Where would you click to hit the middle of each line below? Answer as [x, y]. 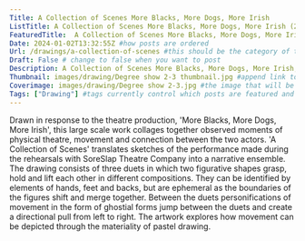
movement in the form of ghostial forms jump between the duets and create [151, 206]
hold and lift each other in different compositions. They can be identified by [150, 177]
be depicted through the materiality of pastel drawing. [110, 226]
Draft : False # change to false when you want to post [115, 60]
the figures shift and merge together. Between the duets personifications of [151, 197]
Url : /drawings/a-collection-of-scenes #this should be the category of [150, 52]
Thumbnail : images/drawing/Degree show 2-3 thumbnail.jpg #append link [148, 77]
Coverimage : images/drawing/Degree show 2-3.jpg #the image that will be [152, 85]
